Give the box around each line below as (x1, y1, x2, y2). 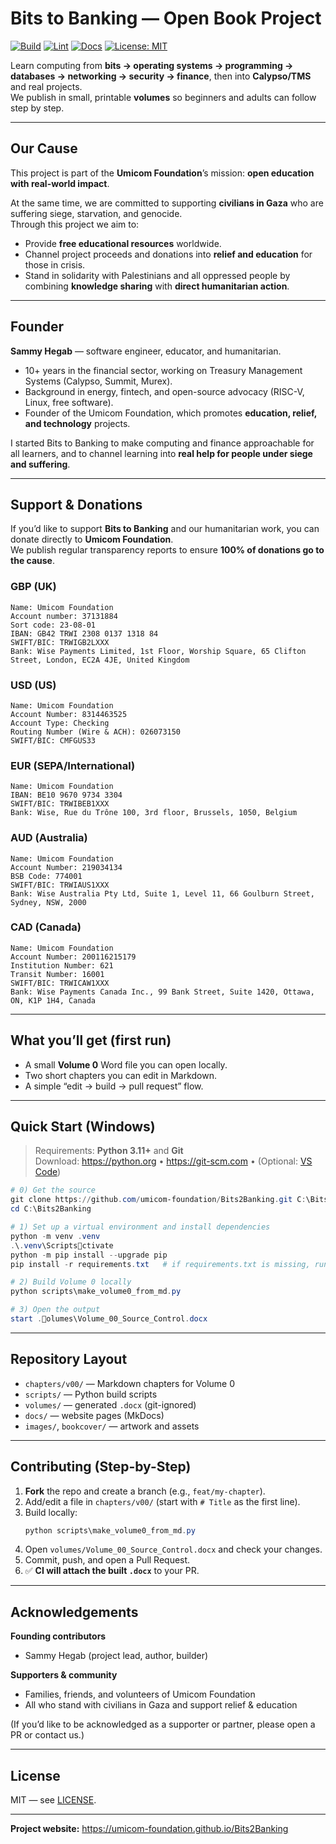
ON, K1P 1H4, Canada (10, 995, 97, 1006)
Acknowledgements (10, 1603, 139, 1621)
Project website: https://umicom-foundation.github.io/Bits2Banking (10, 1823, 289, 1835)
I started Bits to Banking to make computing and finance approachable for (10, 437, 315, 449)
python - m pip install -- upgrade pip (10, 1250, 168, 1260)
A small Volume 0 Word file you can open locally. (24, 1058, 228, 1071)
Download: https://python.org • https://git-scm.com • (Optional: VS (34, 1155, 313, 1167)
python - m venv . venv (10, 1231, 101, 1241)
